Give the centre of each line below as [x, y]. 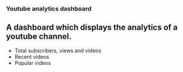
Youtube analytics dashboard [49, 9]
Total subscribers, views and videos [58, 51]
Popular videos [33, 63]
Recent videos [32, 56]
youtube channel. [39, 37]
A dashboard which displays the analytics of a [92, 28]
